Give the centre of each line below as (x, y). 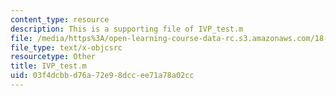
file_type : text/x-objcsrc (66, 47)
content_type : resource (60, 19)
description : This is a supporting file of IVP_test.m (127, 29)
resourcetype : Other (53, 57)
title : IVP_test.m (48, 66)
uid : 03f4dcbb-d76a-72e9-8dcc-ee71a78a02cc (102, 76)
